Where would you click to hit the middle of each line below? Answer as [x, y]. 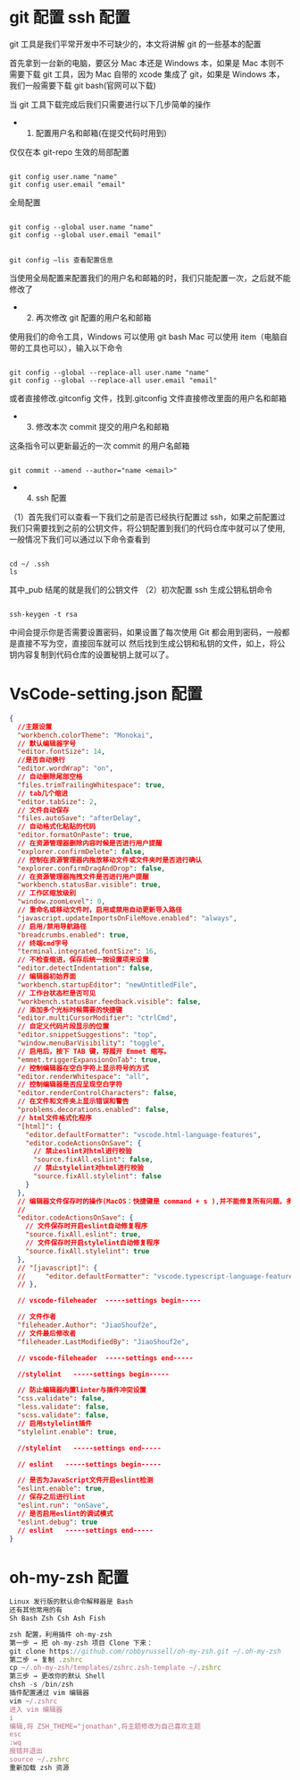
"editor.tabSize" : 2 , [58, 801]
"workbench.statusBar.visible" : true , [90, 885]
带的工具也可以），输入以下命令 [66, 347]
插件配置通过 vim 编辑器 [49, 1693]
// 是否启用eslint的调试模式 [65, 1513]
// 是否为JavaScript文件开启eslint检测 [85, 1480]
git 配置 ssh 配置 [70, 17]
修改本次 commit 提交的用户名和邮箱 [102, 426]
